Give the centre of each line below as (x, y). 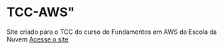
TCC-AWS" (41, 12)
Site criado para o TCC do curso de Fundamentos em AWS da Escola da (112, 32)
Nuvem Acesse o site (38, 39)
